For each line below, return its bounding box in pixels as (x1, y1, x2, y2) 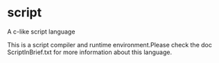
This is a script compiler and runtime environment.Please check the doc (7, 40, 213, 49)
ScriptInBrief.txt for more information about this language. (7, 48, 172, 56)
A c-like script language (7, 27, 76, 36)
